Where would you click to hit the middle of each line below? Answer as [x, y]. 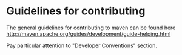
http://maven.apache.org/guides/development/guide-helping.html [89, 33]
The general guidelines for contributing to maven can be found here [91, 27]
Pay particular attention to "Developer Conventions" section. [82, 45]
